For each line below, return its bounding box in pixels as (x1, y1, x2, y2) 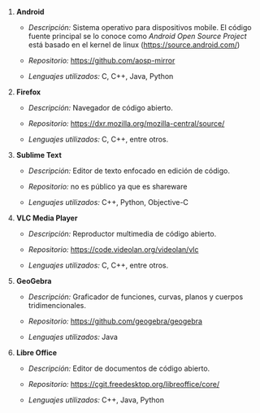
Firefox (15, 87, 41, 97)
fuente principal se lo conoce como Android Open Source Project (28, 32, 247, 41)
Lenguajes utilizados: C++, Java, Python (28, 395, 165, 405)
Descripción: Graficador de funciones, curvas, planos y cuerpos (28, 292, 244, 302)
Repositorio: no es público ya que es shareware (28, 182, 188, 191)
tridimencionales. (28, 301, 87, 310)
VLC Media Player (15, 213, 78, 223)
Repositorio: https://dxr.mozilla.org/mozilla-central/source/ (28, 119, 225, 128)
